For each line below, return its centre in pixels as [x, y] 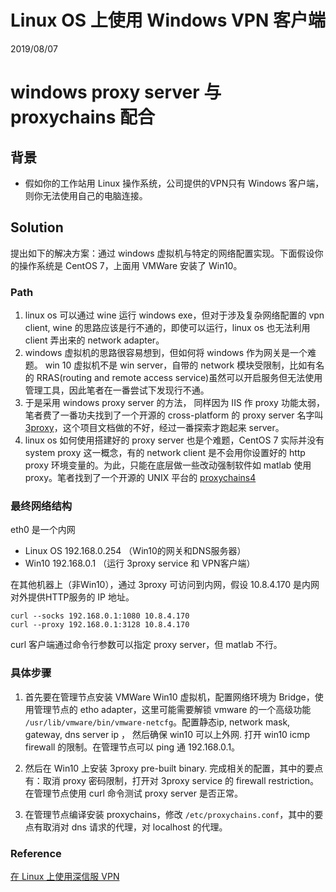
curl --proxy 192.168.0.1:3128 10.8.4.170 [100, 625]
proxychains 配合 [83, 117]
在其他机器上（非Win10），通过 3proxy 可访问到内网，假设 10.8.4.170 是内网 [165, 585]
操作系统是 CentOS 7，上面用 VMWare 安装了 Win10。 [130, 265]
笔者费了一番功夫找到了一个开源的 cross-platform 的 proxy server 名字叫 [174, 415]
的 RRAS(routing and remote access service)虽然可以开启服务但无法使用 [173, 378]
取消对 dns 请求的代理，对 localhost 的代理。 [135, 827]
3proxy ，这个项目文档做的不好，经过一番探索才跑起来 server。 [154, 428]
